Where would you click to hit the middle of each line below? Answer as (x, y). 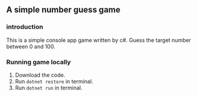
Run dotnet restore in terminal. (54, 81)
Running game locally (39, 62)
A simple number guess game (63, 10)
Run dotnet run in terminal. (48, 88)
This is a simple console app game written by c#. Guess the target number (99, 40)
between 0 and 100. (31, 46)
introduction (25, 27)
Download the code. (40, 75)
